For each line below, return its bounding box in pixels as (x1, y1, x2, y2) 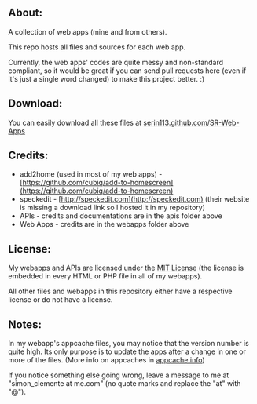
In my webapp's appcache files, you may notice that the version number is (8, 339, 249, 348)
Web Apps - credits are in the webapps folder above (19, 220, 189, 229)
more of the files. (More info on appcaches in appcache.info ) (8, 355, 206, 365)
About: (8, 6, 43, 20)
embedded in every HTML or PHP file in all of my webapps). (8, 271, 203, 281)
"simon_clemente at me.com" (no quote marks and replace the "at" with (8, 379, 241, 388)
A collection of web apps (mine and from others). (8, 27, 167, 36)
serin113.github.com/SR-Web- (143, 118, 240, 127)
